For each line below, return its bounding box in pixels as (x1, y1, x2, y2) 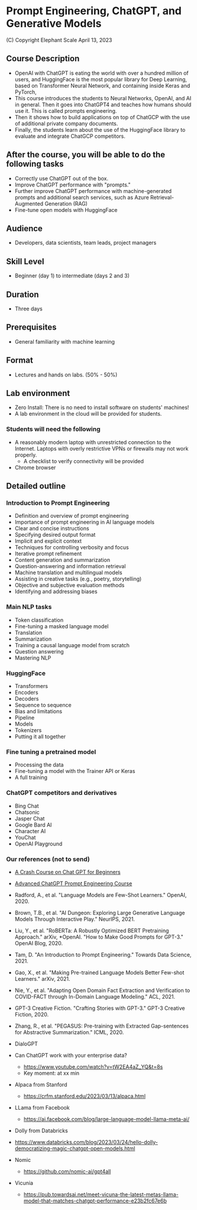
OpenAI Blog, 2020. (14, 939, 63, 946)
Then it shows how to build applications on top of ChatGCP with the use (14, 113, 190, 121)
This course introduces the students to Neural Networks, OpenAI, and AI (14, 94, 192, 102)
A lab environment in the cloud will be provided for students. (14, 410, 162, 417)
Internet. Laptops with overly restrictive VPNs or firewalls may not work (14, 445, 189, 452)
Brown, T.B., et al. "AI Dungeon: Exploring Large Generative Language (14, 909, 185, 916)
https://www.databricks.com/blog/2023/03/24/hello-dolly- (14, 1138, 158, 1145)
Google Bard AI (14, 821, 52, 828)
